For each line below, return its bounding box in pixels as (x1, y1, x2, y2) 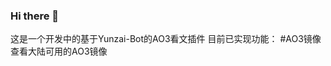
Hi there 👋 (10, 9, 60, 23)
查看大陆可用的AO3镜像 (10, 45, 108, 58)
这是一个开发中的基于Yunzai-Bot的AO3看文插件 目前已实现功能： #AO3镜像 (10, 33, 322, 45)
